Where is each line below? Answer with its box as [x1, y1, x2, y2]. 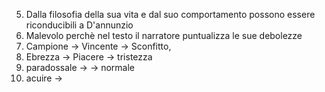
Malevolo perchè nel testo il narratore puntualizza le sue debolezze [25, 30, 303, 41]
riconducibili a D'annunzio [25, 19, 134, 31]
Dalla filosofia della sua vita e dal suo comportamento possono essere [25, 9, 316, 20]
